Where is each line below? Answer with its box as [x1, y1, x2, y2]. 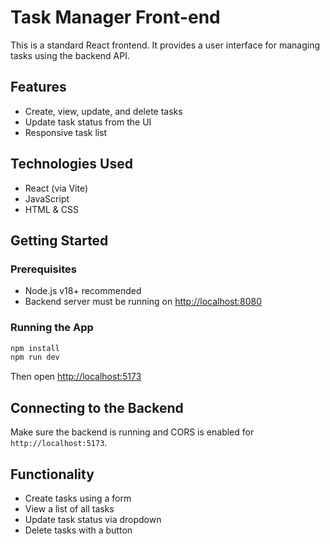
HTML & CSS [24, 203, 79, 215]
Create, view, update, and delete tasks [24, 105, 183, 117]
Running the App [10, 321, 94, 335]
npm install [10, 343, 60, 353]
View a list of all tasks [24, 502, 115, 515]
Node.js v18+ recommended [24, 285, 142, 297]
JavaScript [24, 192, 70, 205]
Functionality [10, 466, 95, 483]
